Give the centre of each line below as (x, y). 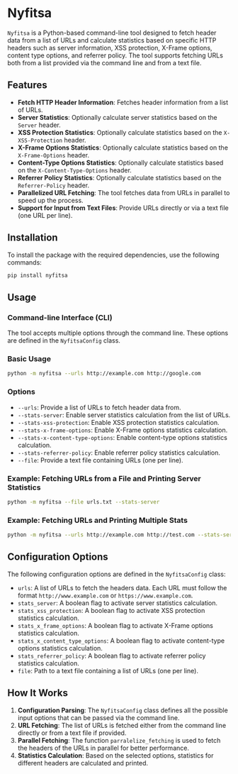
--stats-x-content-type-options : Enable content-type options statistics (123, 437)
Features (27, 85)
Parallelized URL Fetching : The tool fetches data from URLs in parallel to (124, 192)
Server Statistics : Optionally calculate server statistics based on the (117, 117)
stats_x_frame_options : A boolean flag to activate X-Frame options (115, 625)
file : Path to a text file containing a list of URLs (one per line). (108, 670)
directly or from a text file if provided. (72, 733)
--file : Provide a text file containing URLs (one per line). (100, 460)
